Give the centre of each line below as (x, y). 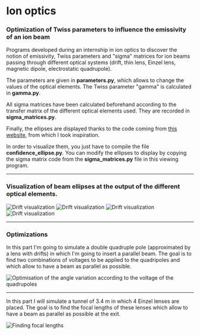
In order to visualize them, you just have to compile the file (78, 146)
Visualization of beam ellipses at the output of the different (93, 187)
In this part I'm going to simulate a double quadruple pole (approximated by (99, 248)
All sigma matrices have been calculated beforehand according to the (91, 105)
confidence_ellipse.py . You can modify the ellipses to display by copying (96, 153)
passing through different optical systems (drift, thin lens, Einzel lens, (91, 62)
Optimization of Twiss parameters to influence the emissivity (96, 30)
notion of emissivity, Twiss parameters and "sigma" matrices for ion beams (98, 56)
